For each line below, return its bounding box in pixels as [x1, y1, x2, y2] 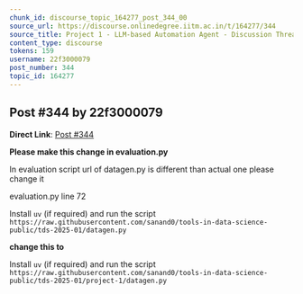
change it [9, 173, 45, 184]
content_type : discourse [9, 38, 103, 48]
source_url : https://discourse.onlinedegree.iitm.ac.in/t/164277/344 [9, 22, 277, 31]
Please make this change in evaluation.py [9, 146, 169, 157]
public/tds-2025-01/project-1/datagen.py [9, 276, 168, 285]
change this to [9, 241, 65, 252]
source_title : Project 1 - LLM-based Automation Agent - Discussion [9, 30, 272, 39]
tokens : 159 [9, 47, 54, 56]
